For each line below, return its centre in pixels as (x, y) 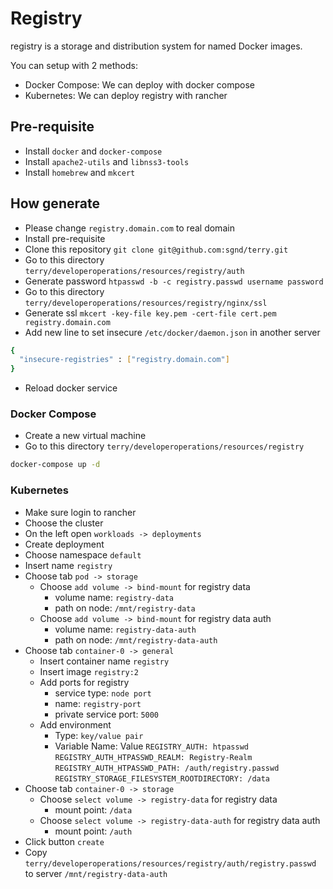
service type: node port (103, 693)
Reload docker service (71, 388)
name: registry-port (98, 703)
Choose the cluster (64, 523)
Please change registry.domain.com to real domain (129, 228)
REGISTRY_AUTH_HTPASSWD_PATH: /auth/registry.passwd (167, 768)
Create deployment (64, 544)
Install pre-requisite (65, 238)
